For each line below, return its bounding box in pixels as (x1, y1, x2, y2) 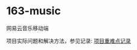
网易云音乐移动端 (6, 24, 49, 32)
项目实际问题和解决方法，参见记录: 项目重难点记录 (6, 37, 131, 44)
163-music (6, 4, 62, 18)
